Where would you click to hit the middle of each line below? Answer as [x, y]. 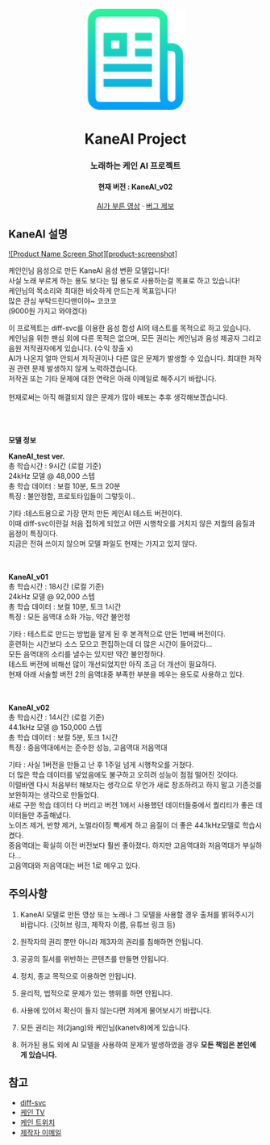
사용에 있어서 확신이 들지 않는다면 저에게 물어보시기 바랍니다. [116, 1010]
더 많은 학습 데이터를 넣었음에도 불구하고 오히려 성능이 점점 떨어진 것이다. [123, 775]
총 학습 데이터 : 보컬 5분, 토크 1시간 [63, 737]
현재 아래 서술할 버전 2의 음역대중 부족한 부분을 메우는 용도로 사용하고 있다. [127, 674]
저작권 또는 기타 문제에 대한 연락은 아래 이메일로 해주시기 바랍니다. [112, 379]
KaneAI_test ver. [37, 456]
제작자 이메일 [41, 1132]
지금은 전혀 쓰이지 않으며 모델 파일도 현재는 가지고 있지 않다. [103, 543]
